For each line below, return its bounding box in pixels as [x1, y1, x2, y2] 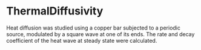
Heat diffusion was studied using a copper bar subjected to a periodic [6, 24, 180, 31]
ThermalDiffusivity [6, 4, 104, 18]
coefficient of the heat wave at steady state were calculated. [6, 37, 157, 44]
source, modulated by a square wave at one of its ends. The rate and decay [6, 30, 195, 37]
